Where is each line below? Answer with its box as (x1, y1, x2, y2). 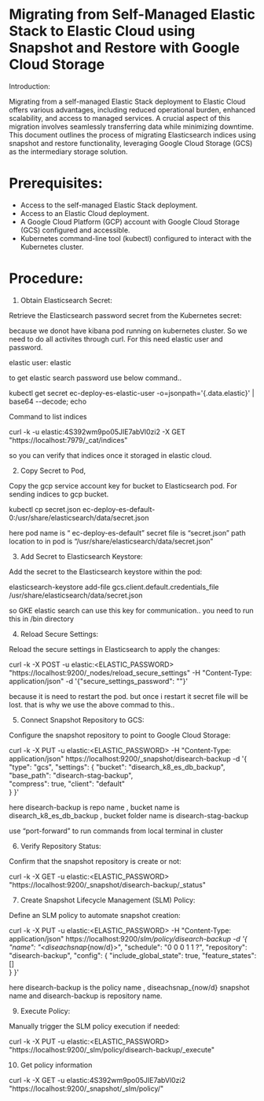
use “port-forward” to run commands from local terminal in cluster (9, 826, 223, 836)
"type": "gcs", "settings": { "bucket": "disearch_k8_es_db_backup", (9, 762, 226, 771)
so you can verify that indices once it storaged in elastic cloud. (9, 450, 212, 460)
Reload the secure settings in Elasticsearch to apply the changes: (9, 644, 221, 653)
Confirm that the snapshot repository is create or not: (9, 856, 181, 865)
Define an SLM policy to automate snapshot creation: (9, 910, 181, 920)
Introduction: (9, 81, 50, 91)
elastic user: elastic (9, 357, 71, 367)
